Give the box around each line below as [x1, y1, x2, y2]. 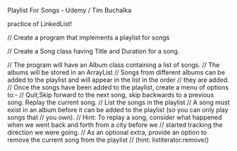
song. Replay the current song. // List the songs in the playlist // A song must [7, 98, 231, 107]
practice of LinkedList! [7, 20, 73, 28]
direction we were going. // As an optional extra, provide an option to [7, 128, 207, 136]
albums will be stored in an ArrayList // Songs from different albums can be [7, 68, 226, 76]
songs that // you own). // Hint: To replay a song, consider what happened [7, 113, 222, 121]
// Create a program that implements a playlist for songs [7, 33, 170, 42]
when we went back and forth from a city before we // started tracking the [7, 121, 223, 129]
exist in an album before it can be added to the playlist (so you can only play [7, 106, 229, 114]
